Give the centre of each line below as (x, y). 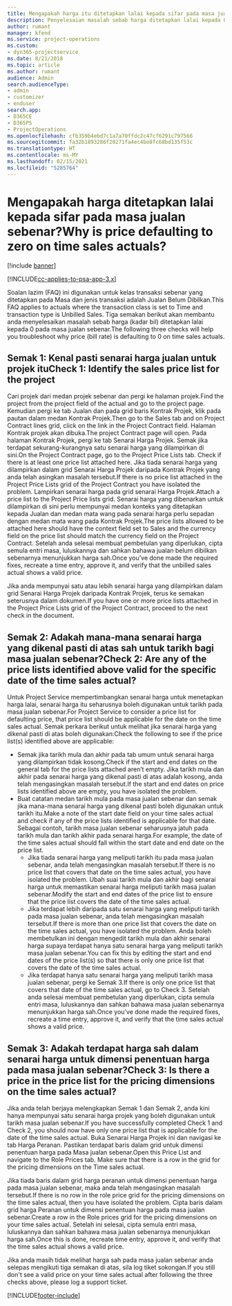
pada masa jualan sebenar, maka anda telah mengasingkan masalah (104, 1188)
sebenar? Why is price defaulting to (110, 231)
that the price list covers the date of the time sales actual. (109, 902)
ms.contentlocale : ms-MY (43, 155)
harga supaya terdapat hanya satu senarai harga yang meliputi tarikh (125, 946)
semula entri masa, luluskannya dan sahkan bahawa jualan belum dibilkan (112, 551)
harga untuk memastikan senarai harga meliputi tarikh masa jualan (122, 887)
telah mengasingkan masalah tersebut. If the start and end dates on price (120, 784)
